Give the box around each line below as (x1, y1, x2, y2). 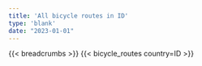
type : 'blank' (8, 19, 57, 27)
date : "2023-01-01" (8, 27, 75, 35)
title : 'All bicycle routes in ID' (8, 11, 129, 20)
